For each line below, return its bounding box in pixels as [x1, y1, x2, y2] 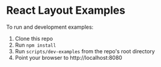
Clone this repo [14, 35, 53, 42]
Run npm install [14, 41, 56, 48]
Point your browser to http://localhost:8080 [14, 54, 123, 61]
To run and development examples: [6, 23, 94, 31]
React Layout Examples [6, 4, 126, 17]
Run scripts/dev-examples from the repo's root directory [14, 47, 155, 54]
